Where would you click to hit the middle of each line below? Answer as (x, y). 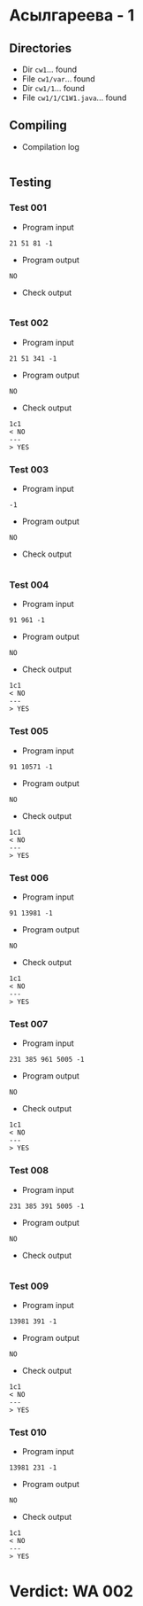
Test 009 (29, 1286)
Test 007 (29, 1024)
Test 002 (29, 323)
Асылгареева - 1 (72, 16)
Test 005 (29, 731)
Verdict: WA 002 (71, 1591)
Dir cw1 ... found (49, 69)
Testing (30, 183)
